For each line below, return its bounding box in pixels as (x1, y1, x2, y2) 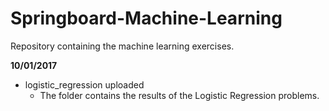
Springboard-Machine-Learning (10, 7, 283, 30)
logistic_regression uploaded (24, 78, 145, 91)
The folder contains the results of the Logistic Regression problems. (39, 89, 320, 101)
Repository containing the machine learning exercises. (10, 40, 235, 52)
